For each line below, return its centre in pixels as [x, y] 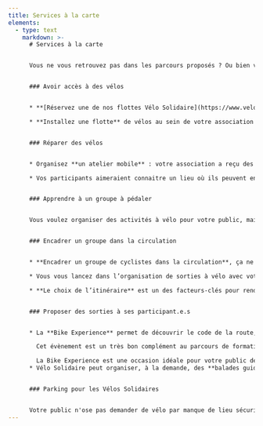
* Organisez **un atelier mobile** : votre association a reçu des [141, 164]
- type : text [36, 30]
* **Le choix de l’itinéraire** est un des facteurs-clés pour [134, 290]
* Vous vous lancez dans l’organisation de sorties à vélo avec [136, 276]
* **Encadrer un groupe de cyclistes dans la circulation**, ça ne [141, 262]
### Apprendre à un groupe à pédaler [90, 199]
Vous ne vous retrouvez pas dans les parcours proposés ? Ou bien [139, 66]
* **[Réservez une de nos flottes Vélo [94, 107]
